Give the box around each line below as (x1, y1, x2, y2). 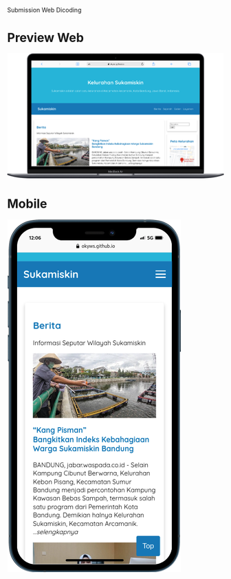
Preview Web (7, 30, 85, 46)
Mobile (7, 196, 47, 211)
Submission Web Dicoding (7, 6, 82, 14)
